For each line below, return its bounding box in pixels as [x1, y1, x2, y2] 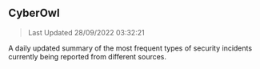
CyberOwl [8, 6, 60, 20]
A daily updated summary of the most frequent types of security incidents [8, 43, 253, 53]
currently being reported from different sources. [8, 51, 166, 61]
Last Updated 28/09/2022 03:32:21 [27, 27, 146, 37]
